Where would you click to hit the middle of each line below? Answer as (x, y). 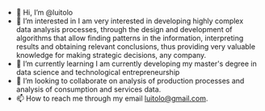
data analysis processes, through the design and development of (124, 29)
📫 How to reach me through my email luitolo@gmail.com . (112, 98)
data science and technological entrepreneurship (98, 72)
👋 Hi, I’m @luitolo (44, 12)
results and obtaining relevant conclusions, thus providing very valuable (136, 47)
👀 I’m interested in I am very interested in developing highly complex (130, 21)
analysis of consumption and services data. (88, 89)
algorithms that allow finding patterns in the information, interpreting (130, 38)
